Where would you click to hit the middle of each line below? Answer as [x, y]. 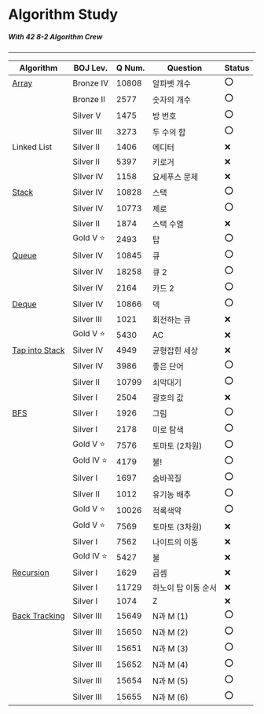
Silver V [87, 115]
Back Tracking [38, 616]
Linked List [32, 147]
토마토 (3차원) [177, 526]
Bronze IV [91, 82]
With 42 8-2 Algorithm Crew [55, 36]
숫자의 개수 [171, 100]
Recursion [31, 573]
